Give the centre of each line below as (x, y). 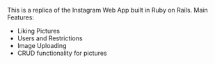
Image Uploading (42, 46)
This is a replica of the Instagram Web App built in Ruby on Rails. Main (107, 10)
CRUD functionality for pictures (62, 53)
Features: (21, 17)
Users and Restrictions (50, 38)
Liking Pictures (39, 31)
